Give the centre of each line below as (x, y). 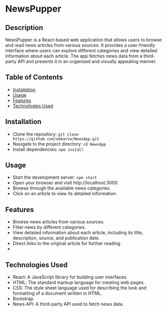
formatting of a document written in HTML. (57, 293)
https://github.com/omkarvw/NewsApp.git (56, 139)
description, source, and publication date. (56, 238)
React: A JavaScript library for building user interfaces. (70, 277)
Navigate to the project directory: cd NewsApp (59, 144)
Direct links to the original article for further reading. (67, 243)
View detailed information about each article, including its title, (78, 233)
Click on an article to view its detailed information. (65, 194)
